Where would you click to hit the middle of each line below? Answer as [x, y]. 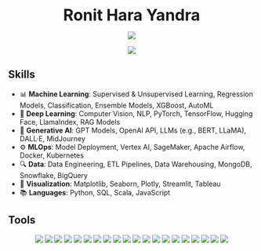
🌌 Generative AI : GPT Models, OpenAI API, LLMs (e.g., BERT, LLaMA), [133, 130]
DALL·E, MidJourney [53, 138]
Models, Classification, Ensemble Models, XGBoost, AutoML [116, 105]
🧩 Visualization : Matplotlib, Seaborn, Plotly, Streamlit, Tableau [120, 184]
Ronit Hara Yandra [132, 15]
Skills [22, 75]
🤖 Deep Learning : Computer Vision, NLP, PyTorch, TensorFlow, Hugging [136, 113]
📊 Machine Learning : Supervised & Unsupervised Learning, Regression [136, 94]
